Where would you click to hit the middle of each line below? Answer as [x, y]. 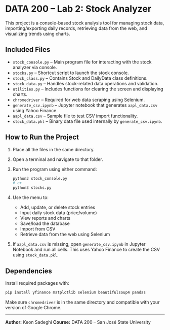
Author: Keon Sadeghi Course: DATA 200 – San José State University [78, 322]
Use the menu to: [31, 197]
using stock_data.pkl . [35, 255]
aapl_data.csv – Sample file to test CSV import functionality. [75, 116]
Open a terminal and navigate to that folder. [58, 159]
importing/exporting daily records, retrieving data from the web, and [76, 28]
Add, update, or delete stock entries [57, 207]
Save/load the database [45, 223]
